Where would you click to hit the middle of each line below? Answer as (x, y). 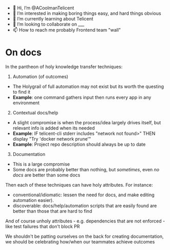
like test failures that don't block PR (43, 226)
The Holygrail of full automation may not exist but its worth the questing (88, 86)
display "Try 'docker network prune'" (52, 139)
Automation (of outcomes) (40, 76)
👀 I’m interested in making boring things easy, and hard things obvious (87, 13)
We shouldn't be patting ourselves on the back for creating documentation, (84, 236)
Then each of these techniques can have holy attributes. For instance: (79, 185)
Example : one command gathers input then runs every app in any (82, 97)
